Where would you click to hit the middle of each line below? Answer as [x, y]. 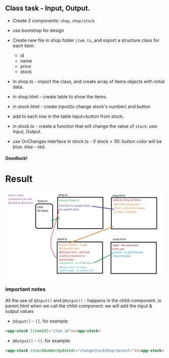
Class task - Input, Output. [48, 8]
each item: [24, 46]
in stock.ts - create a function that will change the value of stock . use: [85, 126]
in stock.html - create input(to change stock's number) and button [81, 106]
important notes [26, 290]
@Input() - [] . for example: [40, 321]
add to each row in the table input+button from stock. [68, 116]
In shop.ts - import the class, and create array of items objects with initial [89, 81]
